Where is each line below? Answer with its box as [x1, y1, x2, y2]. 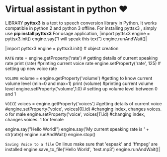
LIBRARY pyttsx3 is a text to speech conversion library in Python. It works [5, 20, 157, 26]
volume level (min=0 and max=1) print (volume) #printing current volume [5, 80, 154, 86]
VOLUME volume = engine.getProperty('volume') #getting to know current [5, 75, 153, 81]
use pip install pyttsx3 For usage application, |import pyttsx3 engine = [5, 30, 150, 36]
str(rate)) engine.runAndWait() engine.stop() [5, 131, 96, 137]
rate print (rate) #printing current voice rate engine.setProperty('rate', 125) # [5, 60, 161, 66]
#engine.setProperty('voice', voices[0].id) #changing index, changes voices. [5, 106, 162, 112]
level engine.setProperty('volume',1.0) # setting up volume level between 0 [5, 85, 158, 91]
